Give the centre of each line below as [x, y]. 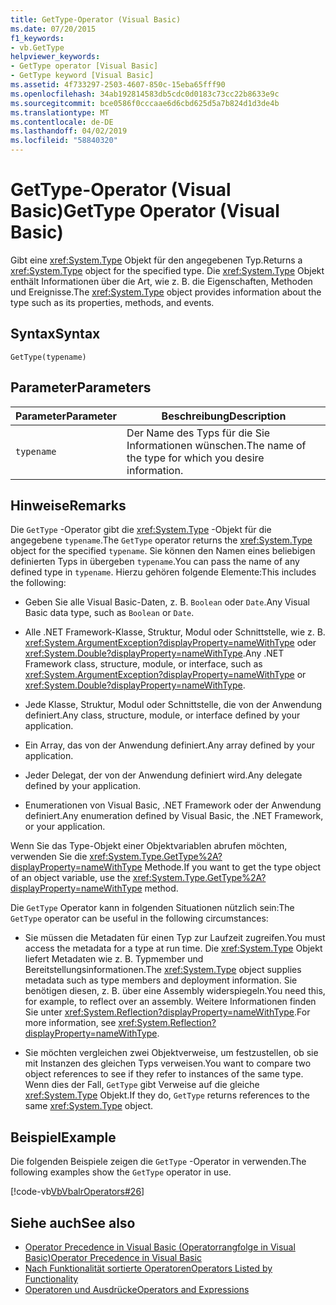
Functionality [51, 1279]
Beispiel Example [63, 1137]
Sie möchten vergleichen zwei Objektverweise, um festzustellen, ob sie [171, 1053]
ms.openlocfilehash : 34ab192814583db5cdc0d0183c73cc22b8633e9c [145, 94]
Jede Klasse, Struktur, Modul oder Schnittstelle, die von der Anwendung [173, 705]
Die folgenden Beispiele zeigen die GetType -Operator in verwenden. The [158, 1162]
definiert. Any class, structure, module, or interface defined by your [162, 715]
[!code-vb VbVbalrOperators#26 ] [77, 1192]
